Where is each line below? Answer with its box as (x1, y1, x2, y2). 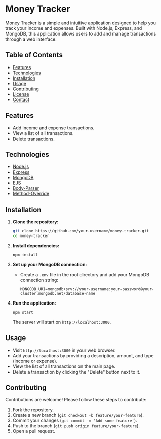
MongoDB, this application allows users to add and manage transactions (5, 30, 156, 37)
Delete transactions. (12, 136, 55, 142)
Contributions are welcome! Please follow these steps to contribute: (5, 397, 147, 403)
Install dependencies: (12, 242, 60, 249)
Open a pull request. (12, 428, 56, 434)
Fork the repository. (12, 407, 54, 413)
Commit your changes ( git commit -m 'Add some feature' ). (12, 417, 138, 424)
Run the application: (12, 300, 57, 306)
